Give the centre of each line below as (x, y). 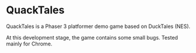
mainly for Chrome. (29, 44)
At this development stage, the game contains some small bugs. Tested (92, 37)
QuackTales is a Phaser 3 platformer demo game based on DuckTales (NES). (98, 26)
